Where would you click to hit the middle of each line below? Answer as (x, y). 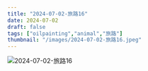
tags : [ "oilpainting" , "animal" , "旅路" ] (65, 33)
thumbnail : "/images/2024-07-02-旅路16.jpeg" (75, 40)
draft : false (27, 27)
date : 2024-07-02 (33, 20)
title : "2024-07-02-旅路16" (48, 14)
